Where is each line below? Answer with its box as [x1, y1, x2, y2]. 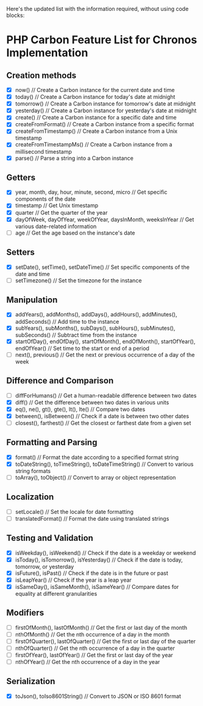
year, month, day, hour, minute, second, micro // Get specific [15, 188, 168, 196]
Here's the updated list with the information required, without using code [6, 5, 189, 12]
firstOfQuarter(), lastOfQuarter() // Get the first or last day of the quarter [15, 637, 196, 645]
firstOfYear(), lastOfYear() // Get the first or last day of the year [15, 651, 174, 658]
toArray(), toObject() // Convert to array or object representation [15, 474, 176, 481]
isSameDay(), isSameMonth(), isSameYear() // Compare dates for [15, 583, 179, 590]
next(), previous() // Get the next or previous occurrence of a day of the [15, 351, 195, 358]
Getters [6, 172, 36, 182]
